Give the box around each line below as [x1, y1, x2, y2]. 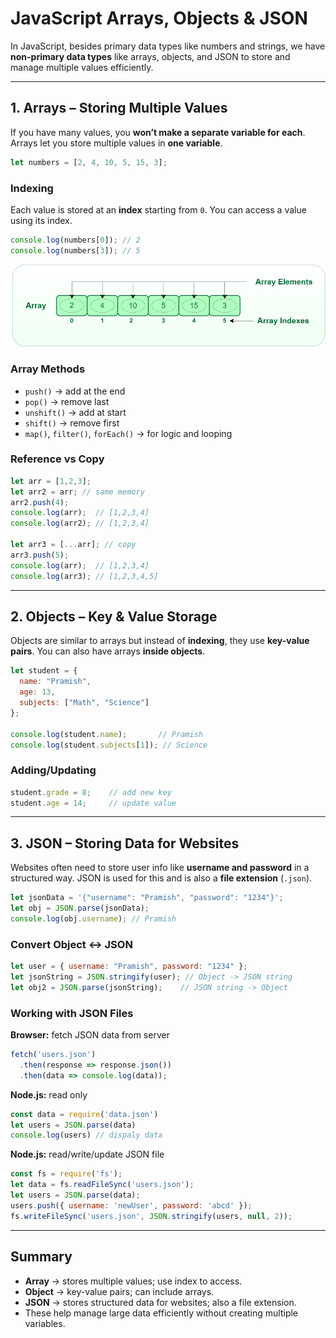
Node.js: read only [10, 1088, 88, 1101]
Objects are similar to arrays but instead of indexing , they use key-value [10, 635, 310, 647]
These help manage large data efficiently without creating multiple [24, 1307, 299, 1319]
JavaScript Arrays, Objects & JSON [10, 7, 308, 30]
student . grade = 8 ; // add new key [10, 787, 172, 797]
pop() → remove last [24, 395, 110, 407]
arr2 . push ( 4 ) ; [10, 497, 70, 507]
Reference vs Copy [10, 452, 105, 466]
